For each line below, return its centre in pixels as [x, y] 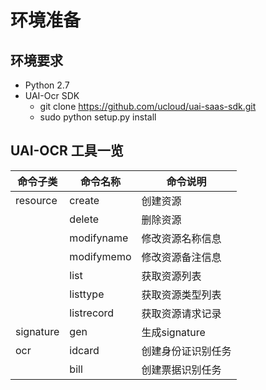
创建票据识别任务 [181, 369]
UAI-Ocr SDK [52, 95]
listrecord [92, 313]
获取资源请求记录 [181, 313]
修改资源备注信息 [181, 257]
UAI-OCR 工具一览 [67, 151]
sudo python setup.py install [98, 117]
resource [36, 200]
